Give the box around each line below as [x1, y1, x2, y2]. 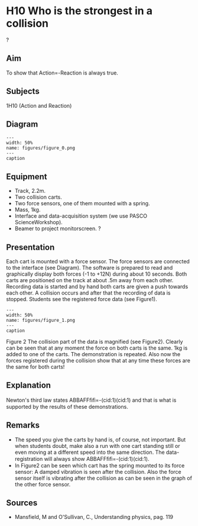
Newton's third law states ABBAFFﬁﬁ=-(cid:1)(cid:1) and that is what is [6, 396, 177, 404]
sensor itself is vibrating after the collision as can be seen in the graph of [14, 475, 192, 482]
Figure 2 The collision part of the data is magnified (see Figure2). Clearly [6, 338, 183, 345]
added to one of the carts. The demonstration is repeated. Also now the [6, 351, 181, 357]
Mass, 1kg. [14, 206, 41, 214]
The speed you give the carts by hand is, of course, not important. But [14, 436, 186, 443]
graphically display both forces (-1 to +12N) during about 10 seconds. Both [6, 270, 187, 277]
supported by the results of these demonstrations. [6, 403, 128, 410]
